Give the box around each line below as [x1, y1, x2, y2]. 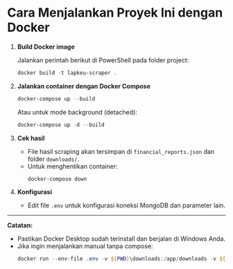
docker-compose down [27, 175, 87, 182]
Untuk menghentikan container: [27, 162, 118, 171]
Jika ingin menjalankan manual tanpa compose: [17, 242, 154, 250]
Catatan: [7, 221, 33, 229]
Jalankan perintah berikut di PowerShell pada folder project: [17, 55, 189, 64]
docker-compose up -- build [17, 95, 96, 102]
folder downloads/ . [27, 155, 80, 163]
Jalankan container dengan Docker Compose [17, 82, 151, 90]
